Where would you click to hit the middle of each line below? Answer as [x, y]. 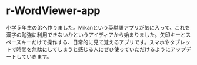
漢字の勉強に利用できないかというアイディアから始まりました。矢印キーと [96, 35]
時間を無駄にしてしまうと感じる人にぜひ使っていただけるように [93, 49]
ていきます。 [37, 56]
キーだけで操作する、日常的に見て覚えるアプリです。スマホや [96, 42]
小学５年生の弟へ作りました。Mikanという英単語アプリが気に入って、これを [98, 27]
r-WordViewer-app [53, 11]
